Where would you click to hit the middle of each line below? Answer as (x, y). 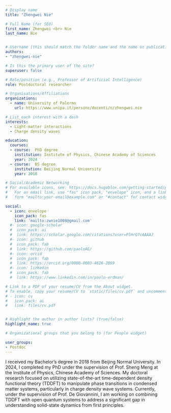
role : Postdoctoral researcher (38, 85)
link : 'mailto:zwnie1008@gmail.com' (53, 221)
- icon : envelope (28, 211)
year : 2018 (26, 174)
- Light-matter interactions (41, 126)
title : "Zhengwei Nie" (29, 15)
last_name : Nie (21, 34)
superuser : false (24, 70)
